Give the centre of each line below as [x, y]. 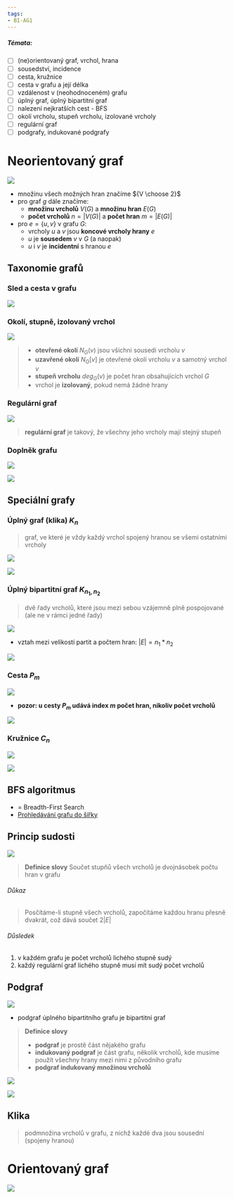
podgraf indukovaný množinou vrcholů [93, 1067]
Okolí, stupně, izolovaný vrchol [61, 321]
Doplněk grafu [32, 450]
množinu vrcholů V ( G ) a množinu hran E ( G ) [92, 209]
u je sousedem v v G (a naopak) [74, 239]
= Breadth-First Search [51, 807]
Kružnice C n [29, 739]
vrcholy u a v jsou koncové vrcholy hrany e [91, 231]
